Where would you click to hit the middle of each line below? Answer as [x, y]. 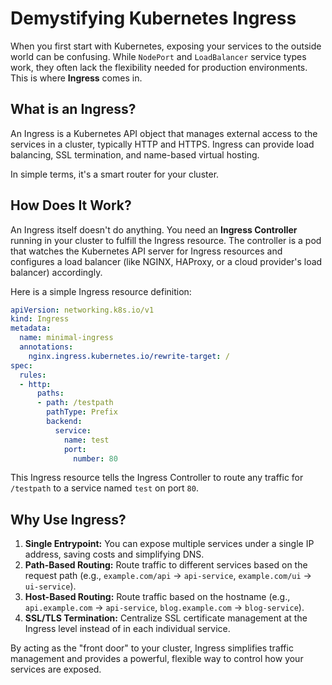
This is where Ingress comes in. [76, 78]
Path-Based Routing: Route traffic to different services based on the [166, 565]
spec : [21, 365]
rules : [33, 375]
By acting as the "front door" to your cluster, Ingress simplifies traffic [152, 648]
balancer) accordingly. [56, 272]
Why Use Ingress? [68, 519]
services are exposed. [56, 669]
